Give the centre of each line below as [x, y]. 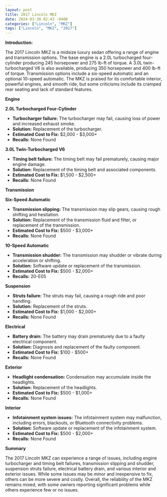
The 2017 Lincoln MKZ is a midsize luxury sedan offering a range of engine [82, 52]
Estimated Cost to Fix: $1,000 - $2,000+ [54, 312]
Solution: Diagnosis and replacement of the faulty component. [77, 347]
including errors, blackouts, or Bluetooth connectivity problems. [78, 423]
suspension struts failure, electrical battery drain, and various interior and [81, 469]
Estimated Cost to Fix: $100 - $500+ [50, 352]
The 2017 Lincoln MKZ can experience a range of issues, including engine [81, 458]
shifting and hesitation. [36, 215]
